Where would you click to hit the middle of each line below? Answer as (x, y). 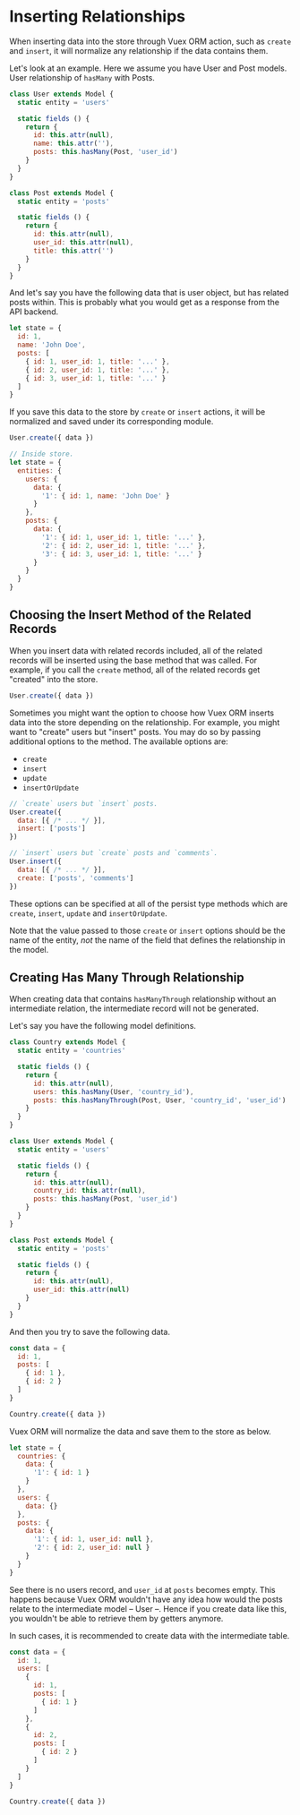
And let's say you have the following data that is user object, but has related (149, 293)
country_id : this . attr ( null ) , (89, 1191)
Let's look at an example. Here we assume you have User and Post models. (148, 68)
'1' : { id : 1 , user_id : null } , (93, 1539)
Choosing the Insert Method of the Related (130, 615)
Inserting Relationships (98, 17)
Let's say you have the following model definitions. (103, 1026)
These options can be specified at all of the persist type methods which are (149, 903)
